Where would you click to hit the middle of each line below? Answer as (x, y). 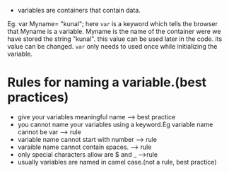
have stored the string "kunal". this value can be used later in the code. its (115, 39)
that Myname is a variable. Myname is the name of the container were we (114, 31)
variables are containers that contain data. (79, 10)
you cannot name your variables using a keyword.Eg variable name (115, 124)
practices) (38, 97)
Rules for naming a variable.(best (107, 82)
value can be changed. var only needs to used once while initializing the (112, 46)
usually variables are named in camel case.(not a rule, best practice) (117, 162)
